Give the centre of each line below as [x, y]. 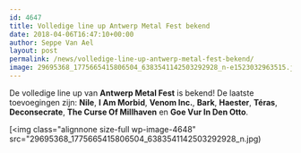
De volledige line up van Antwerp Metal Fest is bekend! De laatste [132, 93]
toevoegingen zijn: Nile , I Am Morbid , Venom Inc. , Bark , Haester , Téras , [143, 102]
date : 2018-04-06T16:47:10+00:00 [72, 34]
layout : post [34, 51]
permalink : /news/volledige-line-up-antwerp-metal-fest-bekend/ [132, 59]
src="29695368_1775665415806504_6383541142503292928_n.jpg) [135, 139]
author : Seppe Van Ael [52, 42]
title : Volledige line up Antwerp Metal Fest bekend [110, 26]
